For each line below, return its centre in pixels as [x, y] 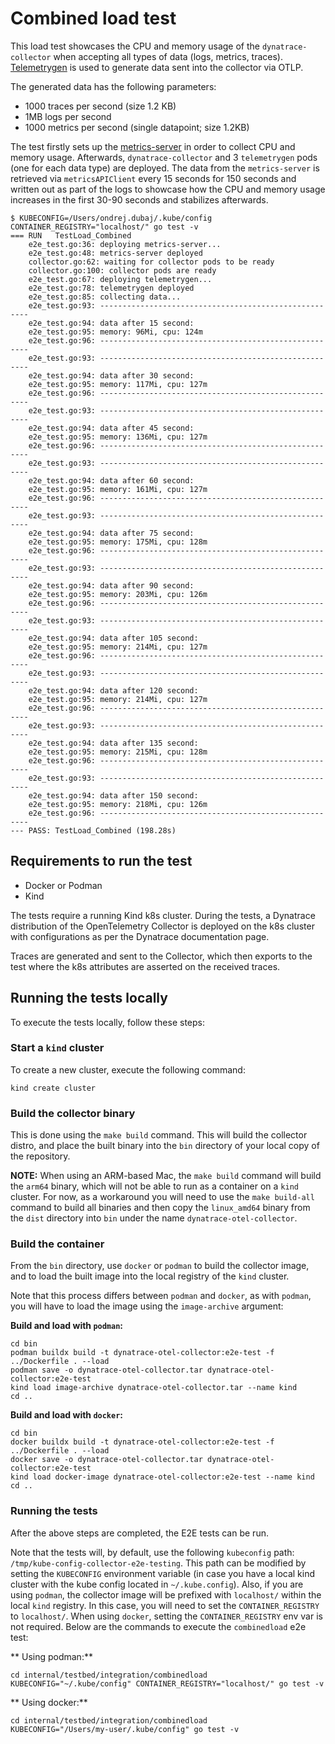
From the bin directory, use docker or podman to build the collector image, [160, 1266]
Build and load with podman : [67, 1326]
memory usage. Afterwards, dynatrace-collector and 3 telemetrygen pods [164, 157]
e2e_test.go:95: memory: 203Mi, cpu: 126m [118, 594]
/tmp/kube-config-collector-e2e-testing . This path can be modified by [158, 1563]
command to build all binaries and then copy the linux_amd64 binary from [160, 1208]
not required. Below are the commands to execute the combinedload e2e [158, 1626]
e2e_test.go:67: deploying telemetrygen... [120, 279]
